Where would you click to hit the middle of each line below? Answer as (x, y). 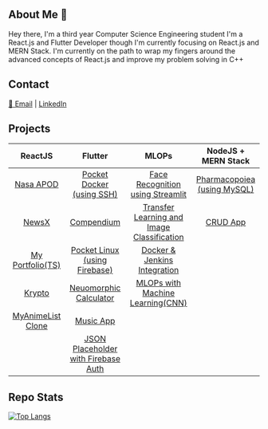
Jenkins (158, 260)
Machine (159, 293)
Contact (29, 85)
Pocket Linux (95, 250)
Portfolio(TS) (37, 266)
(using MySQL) (226, 190)
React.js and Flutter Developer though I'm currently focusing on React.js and (134, 42)
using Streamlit (159, 195)
